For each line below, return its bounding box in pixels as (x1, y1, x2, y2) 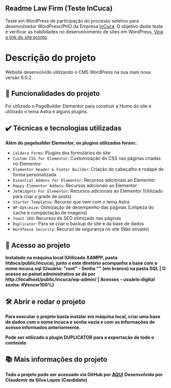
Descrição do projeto (5, 52, 96, 64)
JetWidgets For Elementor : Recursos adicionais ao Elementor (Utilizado (12, 188, 163, 194)
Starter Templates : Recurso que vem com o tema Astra (12, 199, 130, 205)
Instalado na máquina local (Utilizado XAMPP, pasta (5, 255, 118, 261)
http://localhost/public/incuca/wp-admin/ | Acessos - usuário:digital (5, 276, 155, 282)
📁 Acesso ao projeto (5, 241, 70, 250)
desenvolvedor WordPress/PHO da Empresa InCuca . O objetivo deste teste (5, 23, 163, 29)
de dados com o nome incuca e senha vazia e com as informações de (5, 319, 155, 325)
